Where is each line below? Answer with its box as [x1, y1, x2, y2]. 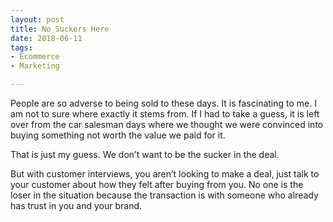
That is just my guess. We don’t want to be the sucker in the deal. [10, 149, 280, 160]
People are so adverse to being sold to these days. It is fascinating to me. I [10, 97, 317, 109]
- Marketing [10, 61, 60, 71]
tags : [10, 42, 33, 53]
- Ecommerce [10, 52, 60, 62]
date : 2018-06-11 [10, 33, 83, 43]
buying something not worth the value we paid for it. [10, 129, 226, 141]
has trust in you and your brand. [10, 200, 143, 211]
